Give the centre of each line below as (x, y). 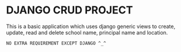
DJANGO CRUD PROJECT (70, 10)
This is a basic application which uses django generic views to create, (91, 26)
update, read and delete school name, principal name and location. (87, 32)
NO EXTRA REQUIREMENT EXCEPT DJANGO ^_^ (56, 43)
